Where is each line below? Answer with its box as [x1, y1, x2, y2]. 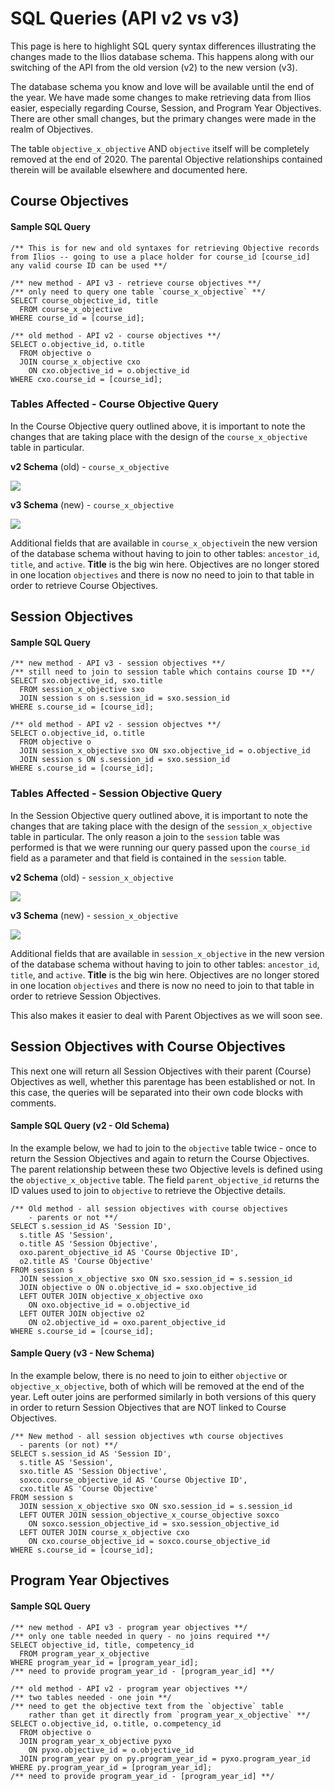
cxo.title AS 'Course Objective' [19, 1483, 159, 1494]
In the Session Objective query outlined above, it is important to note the [10, 809, 308, 821]
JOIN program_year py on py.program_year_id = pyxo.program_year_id [19, 1753, 311, 1764]
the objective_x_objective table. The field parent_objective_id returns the [10, 1173, 320, 1186]
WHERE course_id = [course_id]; [10, 313, 145, 323]
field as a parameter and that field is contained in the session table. [10, 852, 287, 864]
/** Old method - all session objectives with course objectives [10, 1203, 288, 1214]
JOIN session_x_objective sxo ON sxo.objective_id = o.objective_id [19, 746, 311, 756]
